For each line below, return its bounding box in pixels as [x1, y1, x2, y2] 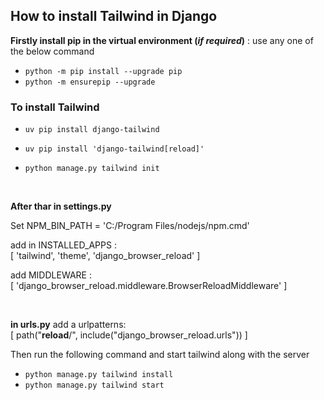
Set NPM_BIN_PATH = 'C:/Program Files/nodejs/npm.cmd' [10, 220, 250, 232]
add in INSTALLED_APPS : [10, 239, 117, 251]
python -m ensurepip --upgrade [24, 77, 156, 87]
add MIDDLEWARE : [10, 269, 92, 281]
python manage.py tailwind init [24, 164, 160, 174]
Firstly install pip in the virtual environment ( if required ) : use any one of [10, 34, 314, 46]
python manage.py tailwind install [24, 370, 174, 380]
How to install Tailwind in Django [10, 8, 218, 25]
